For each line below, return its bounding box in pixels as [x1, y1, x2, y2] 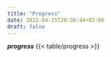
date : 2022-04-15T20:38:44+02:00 [7, 17, 105, 24]
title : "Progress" [7, 10, 61, 17]
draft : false [7, 23, 45, 30]
